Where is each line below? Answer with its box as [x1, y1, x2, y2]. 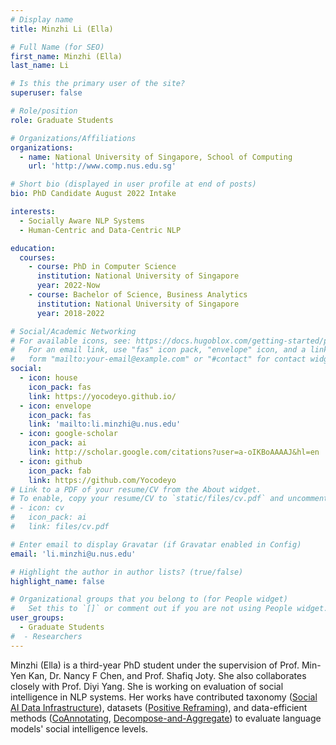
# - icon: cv [10, 503, 65, 513]
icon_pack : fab [28, 466, 92, 476]
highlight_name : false [10, 576, 105, 586]
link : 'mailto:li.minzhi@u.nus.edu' [28, 419, 182, 430]
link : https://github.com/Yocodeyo [28, 475, 177, 485]
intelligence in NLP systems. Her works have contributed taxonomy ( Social [10, 691, 318, 703]
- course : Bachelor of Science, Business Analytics [28, 290, 248, 300]
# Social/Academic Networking [10, 326, 137, 336]
